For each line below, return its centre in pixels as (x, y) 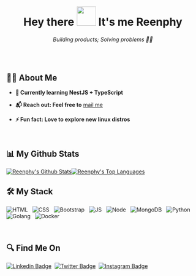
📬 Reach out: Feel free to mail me (59, 105)
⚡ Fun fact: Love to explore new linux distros (73, 119)
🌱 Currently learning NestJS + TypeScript (69, 93)
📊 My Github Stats (43, 154)
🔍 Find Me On (33, 248)
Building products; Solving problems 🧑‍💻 (103, 39)
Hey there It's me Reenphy (103, 22)
